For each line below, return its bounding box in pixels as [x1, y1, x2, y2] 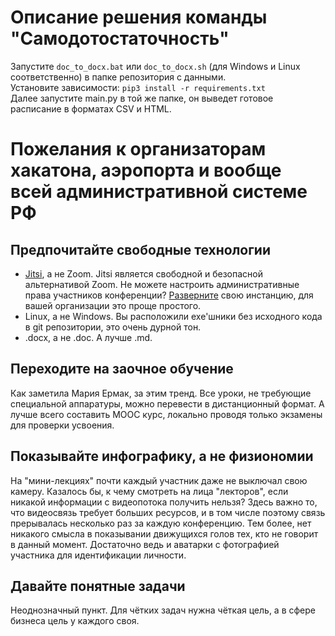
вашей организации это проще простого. [24, 299, 202, 311]
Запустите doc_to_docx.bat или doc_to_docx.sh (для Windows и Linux [10, 60, 301, 72]
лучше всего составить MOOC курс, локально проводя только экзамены [10, 408, 323, 420]
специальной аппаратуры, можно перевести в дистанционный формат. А [10, 397, 325, 410]
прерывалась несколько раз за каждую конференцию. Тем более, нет [10, 517, 312, 529]
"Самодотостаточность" [10, 27, 230, 50]
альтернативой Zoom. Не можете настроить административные [24, 278, 300, 290]
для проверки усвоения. [10, 419, 115, 431]
